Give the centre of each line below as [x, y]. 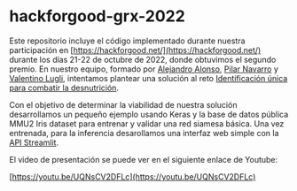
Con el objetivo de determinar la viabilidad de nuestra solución [123, 104]
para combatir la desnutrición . [64, 88]
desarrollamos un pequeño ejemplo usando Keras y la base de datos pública [149, 114]
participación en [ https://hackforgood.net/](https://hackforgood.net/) [135, 50]
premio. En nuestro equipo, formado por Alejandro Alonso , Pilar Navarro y [144, 69]
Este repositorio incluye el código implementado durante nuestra [127, 41]
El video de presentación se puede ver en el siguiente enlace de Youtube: [144, 159]
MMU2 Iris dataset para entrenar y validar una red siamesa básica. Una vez [147, 123]
